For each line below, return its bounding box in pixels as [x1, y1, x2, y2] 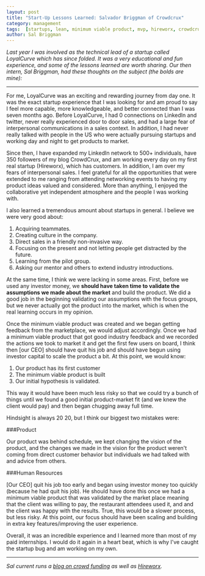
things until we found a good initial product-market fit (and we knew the [6, 396, 187, 404]
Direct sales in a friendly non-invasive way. [15, 238, 124, 245]
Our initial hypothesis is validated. [15, 377, 101, 385]
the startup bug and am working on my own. [6, 545, 118, 552]
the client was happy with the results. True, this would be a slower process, [6, 507, 196, 514]
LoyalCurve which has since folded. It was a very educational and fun [6, 55, 183, 62]
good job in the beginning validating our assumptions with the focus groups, [6, 295, 198, 303]
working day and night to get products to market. [6, 138, 129, 145]
